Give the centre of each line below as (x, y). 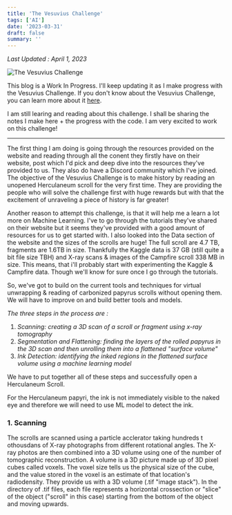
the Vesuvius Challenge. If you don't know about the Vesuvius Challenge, (112, 93)
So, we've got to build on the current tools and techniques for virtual (104, 285)
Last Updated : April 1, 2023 (47, 59)
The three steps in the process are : (58, 313)
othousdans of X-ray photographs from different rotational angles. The (108, 445)
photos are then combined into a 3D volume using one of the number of (120, 453)
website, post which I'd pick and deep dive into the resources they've (106, 163)
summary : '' (24, 39)
